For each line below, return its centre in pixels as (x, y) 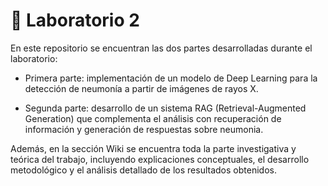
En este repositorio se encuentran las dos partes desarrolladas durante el (161, 48)
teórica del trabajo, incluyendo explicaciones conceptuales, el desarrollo (160, 159)
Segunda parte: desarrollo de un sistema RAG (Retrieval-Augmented (165, 108)
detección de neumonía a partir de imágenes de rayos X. (141, 88)
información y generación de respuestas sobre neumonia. (144, 129)
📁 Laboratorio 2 (75, 20)
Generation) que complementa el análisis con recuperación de (153, 118)
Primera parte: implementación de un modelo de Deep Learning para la (171, 78)
